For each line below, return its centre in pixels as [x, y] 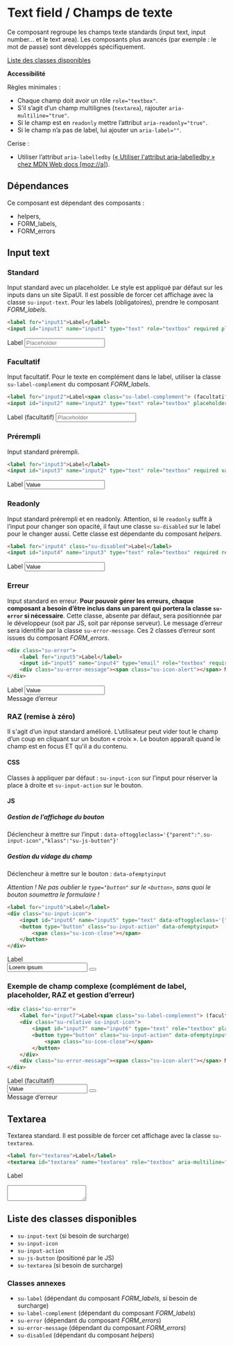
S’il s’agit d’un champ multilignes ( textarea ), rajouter [92, 108]
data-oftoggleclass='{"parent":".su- [158, 835]
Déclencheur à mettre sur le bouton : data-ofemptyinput [87, 874]
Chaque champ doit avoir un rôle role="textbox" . [87, 100]
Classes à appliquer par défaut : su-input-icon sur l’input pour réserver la [112, 778]
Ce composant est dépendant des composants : [76, 203]
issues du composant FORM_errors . [58, 638]
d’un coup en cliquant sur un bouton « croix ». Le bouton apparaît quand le [114, 739]
